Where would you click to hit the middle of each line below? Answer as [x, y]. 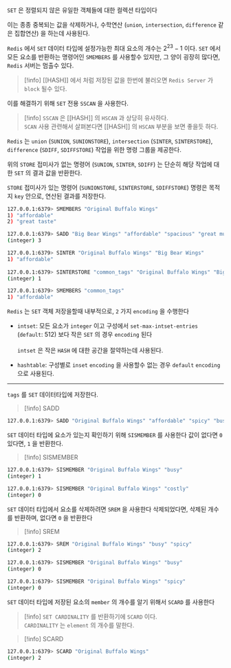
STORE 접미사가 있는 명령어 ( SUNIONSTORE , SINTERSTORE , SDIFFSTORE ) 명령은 [107, 187]
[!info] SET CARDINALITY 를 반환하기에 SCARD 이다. [90, 616]
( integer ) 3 [24, 241]
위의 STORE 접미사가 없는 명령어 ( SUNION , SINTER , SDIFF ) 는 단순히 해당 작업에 [110, 164]
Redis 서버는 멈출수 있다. [41, 65]
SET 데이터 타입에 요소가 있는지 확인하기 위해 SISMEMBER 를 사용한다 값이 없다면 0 [115, 435]
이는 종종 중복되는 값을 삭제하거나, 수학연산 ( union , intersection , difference [112, 25]
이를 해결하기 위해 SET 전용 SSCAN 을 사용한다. [68, 103]
